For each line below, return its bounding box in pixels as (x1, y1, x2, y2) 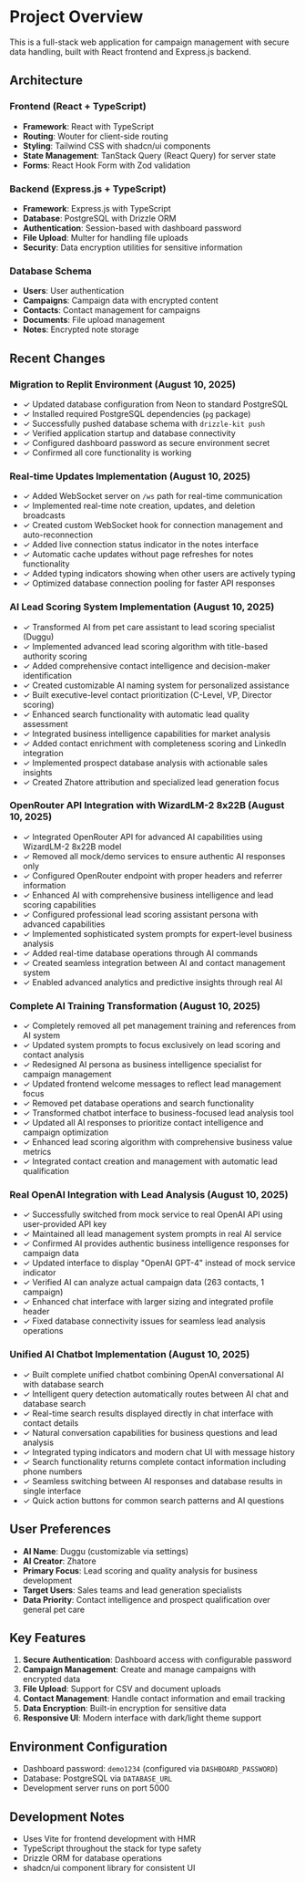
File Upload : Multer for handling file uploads (22, 232, 188, 243)
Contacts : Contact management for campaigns (22, 305, 200, 316)
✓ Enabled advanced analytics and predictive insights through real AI (22, 976, 283, 987)
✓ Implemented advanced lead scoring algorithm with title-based (22, 640, 269, 651)
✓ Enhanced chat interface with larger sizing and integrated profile (22, 1296, 274, 1307)
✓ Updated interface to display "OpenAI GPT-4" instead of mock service (22, 1257, 296, 1269)
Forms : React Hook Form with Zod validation (22, 160, 191, 171)
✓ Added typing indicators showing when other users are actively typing (22, 568, 296, 579)
